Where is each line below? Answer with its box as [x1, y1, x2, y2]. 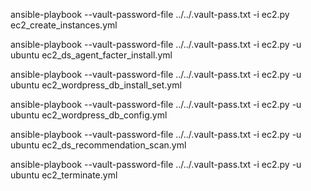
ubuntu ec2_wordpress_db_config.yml [10, 109, 168, 121]
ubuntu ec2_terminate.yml [10, 169, 118, 181]
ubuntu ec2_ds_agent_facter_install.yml [10, 49, 173, 61]
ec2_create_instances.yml [10, 19, 118, 31]
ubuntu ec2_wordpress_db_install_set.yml [10, 79, 182, 91]
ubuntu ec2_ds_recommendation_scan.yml [10, 139, 187, 151]
